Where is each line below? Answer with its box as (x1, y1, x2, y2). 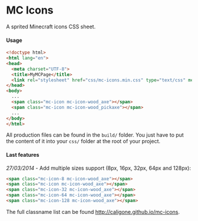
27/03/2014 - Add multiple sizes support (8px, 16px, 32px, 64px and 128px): (6, 164, 192, 171)
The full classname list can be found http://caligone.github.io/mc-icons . (6, 208, 180, 215)
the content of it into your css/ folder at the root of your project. (6, 138, 161, 145)
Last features (6, 151, 39, 158)
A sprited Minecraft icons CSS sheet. (6, 23, 96, 30)
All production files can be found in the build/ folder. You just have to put (6, 131, 184, 138)
